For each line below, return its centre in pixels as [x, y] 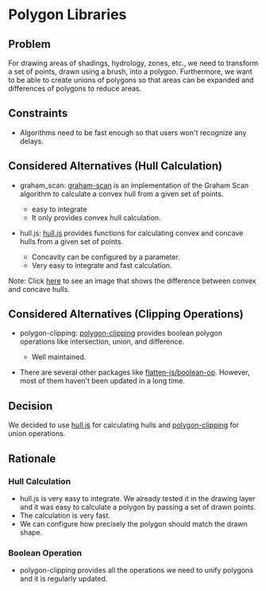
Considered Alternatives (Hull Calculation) [115, 166]
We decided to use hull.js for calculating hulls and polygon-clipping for [124, 425]
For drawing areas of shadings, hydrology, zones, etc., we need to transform [133, 63]
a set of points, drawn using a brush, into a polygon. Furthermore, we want [130, 72]
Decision [31, 406]
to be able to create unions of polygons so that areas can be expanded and [131, 80]
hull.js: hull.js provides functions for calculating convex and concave [131, 233]
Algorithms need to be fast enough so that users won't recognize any [133, 132]
